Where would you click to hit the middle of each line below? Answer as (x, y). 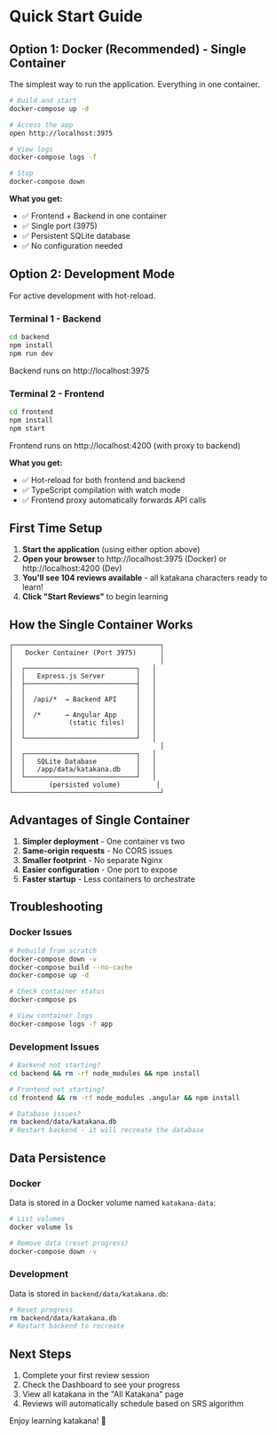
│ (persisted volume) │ (85, 785)
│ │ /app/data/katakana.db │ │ (83, 770)
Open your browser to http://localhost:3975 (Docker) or (124, 559)
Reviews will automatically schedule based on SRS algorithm (133, 1404)
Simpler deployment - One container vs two (103, 842)
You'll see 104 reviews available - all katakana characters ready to (145, 578)
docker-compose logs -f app (61, 1024)
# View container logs (51, 1016)
